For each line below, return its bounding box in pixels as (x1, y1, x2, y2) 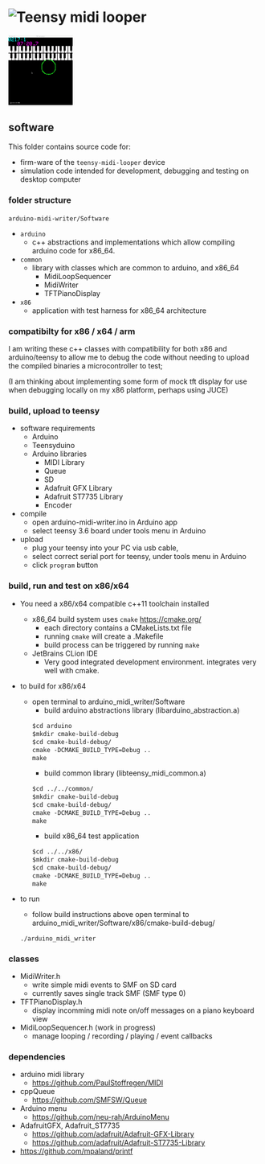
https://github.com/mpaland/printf (19, 1146, 133, 1156)
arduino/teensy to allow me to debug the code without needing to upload (8, 352, 250, 362)
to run (19, 894, 40, 903)
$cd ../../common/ (31, 784, 94, 792)
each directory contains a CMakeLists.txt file (43, 623, 192, 632)
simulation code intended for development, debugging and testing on (19, 166, 250, 176)
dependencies (8, 1051, 66, 1062)
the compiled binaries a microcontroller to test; (8, 361, 163, 371)
